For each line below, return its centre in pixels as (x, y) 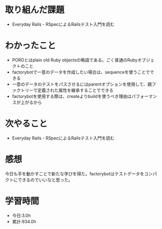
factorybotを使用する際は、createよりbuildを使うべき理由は (72, 96)
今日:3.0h (21, 215)
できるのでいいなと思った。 (45, 180)
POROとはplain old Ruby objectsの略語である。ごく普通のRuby (75, 60)
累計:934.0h (24, 221)
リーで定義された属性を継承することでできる (69, 90)
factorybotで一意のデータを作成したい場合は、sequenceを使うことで (81, 72)
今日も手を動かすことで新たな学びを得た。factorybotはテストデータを (75, 174)
